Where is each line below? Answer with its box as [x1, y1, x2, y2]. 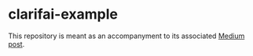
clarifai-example [8, 5, 119, 23]
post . [8, 39, 25, 48]
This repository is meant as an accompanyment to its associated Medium [8, 31, 245, 40]
